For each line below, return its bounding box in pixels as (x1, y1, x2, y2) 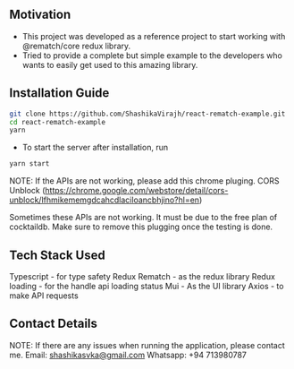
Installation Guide (9, 85, 110, 101)
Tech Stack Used (9, 247, 105, 262)
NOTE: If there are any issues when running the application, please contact (9, 339, 286, 350)
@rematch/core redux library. (21, 40, 131, 51)
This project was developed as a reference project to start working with (21, 30, 286, 41)
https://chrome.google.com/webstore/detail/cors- (44, 185, 229, 196)
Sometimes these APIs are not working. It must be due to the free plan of (9, 212, 278, 223)
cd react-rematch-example (9, 117, 105, 126)
